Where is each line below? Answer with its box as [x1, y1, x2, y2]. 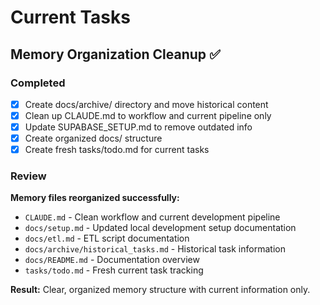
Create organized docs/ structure [24, 132, 163, 145]
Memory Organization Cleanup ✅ [10, 46, 221, 63]
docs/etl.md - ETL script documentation [24, 232, 190, 245]
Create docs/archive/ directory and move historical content [24, 98, 269, 110]
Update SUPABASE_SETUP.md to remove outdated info [24, 121, 253, 133]
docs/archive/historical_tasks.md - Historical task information [24, 243, 286, 255]
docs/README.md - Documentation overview [24, 254, 200, 266]
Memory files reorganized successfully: [10, 192, 180, 204]
